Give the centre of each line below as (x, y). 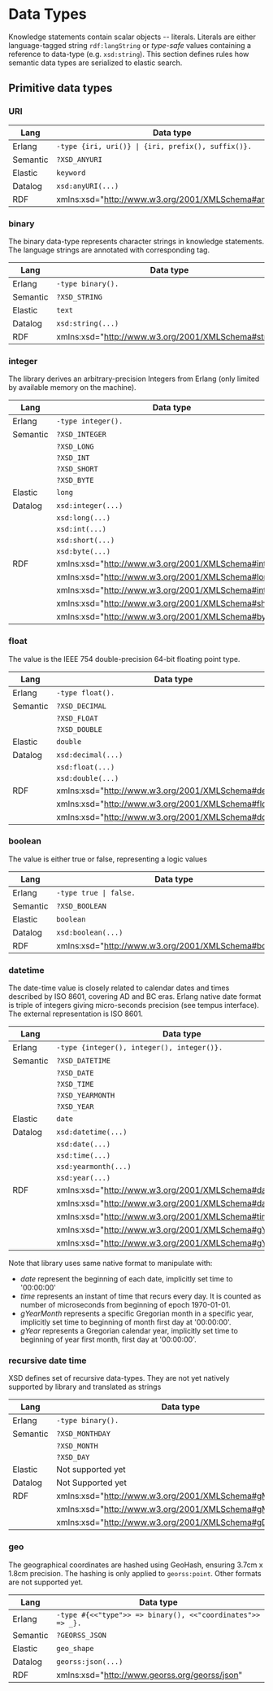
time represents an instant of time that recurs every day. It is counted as (141, 1296)
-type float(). (86, 692)
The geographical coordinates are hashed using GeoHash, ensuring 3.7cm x (136, 1565)
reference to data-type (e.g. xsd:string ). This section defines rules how (129, 54)
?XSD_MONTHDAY (84, 1434)
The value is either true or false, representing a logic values (108, 859)
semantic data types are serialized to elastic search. (95, 63)
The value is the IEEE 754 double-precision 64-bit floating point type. (124, 659)
